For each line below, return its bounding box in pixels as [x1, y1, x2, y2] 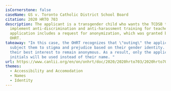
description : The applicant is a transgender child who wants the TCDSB [5, 21, 163, 27]
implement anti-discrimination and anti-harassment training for [10, 26, 152, 31]
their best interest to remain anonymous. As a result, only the [10, 50, 152, 55]
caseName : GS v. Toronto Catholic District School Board [5, 12, 129, 17]
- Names [10, 73, 26, 78]
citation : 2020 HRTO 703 [5, 17, 58, 22]
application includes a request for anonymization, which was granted [10, 31, 163, 36]
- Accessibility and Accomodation [10, 69, 83, 74]
